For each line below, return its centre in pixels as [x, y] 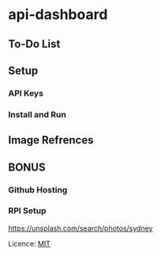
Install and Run [37, 114]
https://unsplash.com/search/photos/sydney [80, 228]
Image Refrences [51, 140]
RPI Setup [27, 211]
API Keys [26, 93]
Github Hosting [38, 189]
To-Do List [34, 44]
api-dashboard [58, 15]
